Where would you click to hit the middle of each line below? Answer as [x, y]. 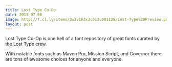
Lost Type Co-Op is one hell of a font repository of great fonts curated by [82, 39]
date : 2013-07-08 [24, 15]
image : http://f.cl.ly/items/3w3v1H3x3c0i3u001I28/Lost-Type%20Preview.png [88, 19]
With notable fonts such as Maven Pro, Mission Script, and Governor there [84, 54]
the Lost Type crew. [26, 44]
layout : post [19, 24]
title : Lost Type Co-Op [31, 10]
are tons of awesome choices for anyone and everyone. [64, 59]
